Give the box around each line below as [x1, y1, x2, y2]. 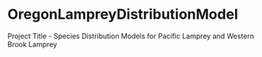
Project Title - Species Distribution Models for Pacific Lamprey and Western [7, 31, 255, 41]
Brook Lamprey [7, 39, 58, 48]
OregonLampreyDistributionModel [7, 5, 238, 23]
